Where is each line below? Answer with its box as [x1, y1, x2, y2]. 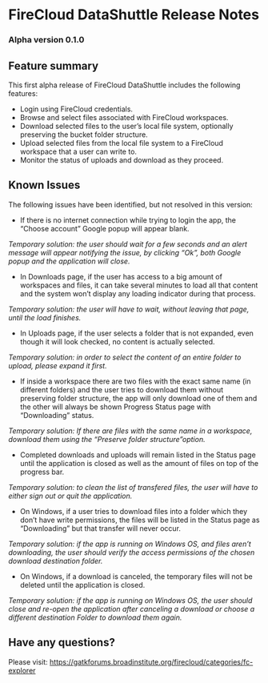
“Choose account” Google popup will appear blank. [19, 223, 190, 233]
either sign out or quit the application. [8, 491, 133, 500]
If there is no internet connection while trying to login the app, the [19, 215, 236, 225]
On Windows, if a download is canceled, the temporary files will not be [19, 571, 254, 581]
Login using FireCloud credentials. [19, 104, 134, 114]
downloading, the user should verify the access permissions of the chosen [8, 547, 255, 557]
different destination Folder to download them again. [8, 613, 182, 622]
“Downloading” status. [19, 410, 94, 420]
